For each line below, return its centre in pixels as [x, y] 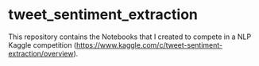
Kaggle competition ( [43, 45]
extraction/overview [41, 53]
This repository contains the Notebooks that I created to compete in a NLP [130, 37]
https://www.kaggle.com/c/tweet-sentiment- [149, 45]
